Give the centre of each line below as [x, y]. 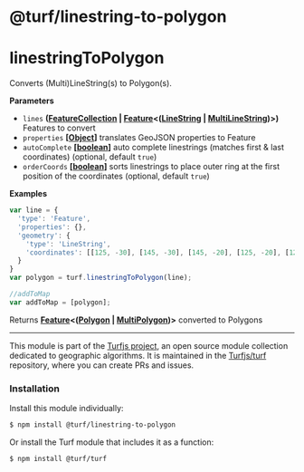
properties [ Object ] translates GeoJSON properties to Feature [139, 138]
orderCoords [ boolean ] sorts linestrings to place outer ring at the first [151, 167]
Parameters [32, 101]
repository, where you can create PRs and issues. [102, 365]
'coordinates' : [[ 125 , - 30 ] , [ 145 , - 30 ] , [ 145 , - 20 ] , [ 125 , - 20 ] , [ [157, 252]
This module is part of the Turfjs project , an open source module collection [149, 345]
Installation [35, 389]
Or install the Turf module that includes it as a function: [112, 442]
